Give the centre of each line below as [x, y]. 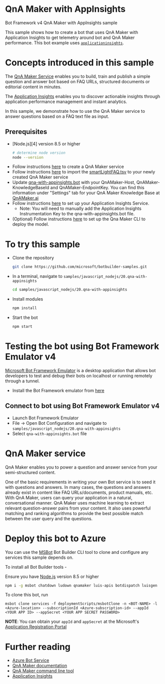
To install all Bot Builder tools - [36, 567]
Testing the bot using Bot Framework [82, 346]
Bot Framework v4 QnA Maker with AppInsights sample [61, 23]
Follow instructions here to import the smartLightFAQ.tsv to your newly [83, 172]
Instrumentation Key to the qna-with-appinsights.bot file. [77, 214]
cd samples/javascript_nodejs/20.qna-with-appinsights [70, 290]
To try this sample [43, 244]
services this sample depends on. [39, 557]
